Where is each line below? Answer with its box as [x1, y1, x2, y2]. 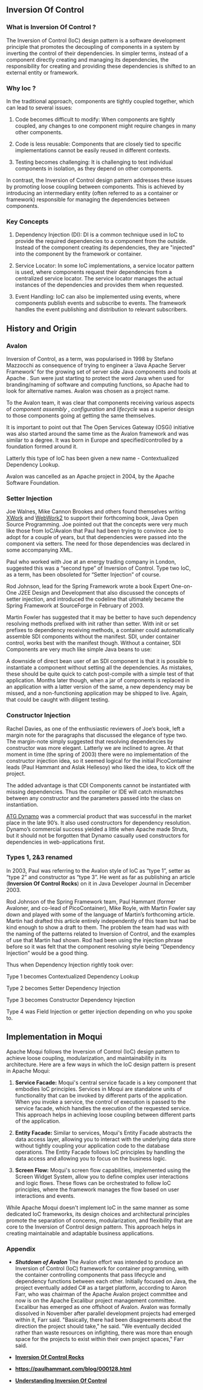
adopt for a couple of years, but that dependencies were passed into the [6, 534, 187, 541]
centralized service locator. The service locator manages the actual [14, 275, 183, 282]
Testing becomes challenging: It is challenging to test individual [14, 158, 173, 166]
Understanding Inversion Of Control [14, 1377, 108, 1384]
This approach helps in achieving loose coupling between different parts [14, 1111, 196, 1118]
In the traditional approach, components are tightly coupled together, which [6, 97, 195, 105]
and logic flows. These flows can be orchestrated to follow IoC [14, 1179, 171, 1186]
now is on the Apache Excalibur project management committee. [14, 1296, 176, 1304]
